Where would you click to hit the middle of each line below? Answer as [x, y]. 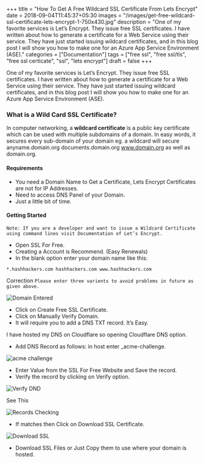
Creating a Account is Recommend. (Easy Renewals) [81, 251]
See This [17, 400]
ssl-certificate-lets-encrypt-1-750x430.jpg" [61, 22]
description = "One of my [149, 22]
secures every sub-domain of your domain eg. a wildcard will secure [93, 141]
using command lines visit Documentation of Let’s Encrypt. [85, 233]
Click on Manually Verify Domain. [57, 316]
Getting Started [27, 215]
